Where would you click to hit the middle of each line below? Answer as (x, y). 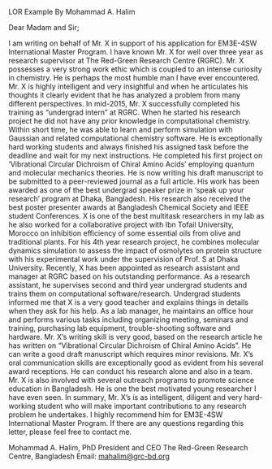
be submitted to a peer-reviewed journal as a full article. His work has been (134, 181)
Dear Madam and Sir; (44, 27)
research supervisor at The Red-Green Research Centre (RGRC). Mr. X (126, 61)
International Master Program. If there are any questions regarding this (126, 423)
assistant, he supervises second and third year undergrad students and (128, 285)
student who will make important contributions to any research (142, 406)
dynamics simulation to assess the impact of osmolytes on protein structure (135, 250)
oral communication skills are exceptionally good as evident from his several (136, 363)
